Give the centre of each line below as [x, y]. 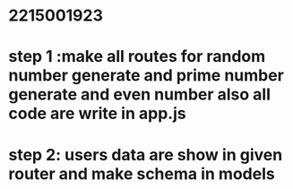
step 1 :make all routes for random [137, 57]
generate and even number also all [139, 94]
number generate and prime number [146, 76]
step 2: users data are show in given [146, 155]
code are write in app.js [97, 114]
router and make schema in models [142, 173]
